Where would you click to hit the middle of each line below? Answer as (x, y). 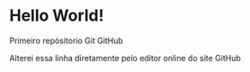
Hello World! (57, 16)
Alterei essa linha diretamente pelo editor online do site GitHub (125, 58)
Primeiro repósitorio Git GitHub (66, 40)
